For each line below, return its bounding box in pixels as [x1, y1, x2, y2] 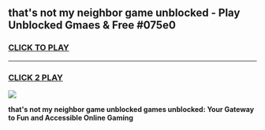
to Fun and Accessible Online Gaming [8, 113, 134, 122]
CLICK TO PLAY [8, 43, 69, 54]
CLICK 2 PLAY [8, 72, 63, 83]
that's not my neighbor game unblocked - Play [8, 6, 241, 20]
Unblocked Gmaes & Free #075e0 [8, 19, 176, 32]
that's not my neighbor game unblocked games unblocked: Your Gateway [8, 104, 255, 113]
